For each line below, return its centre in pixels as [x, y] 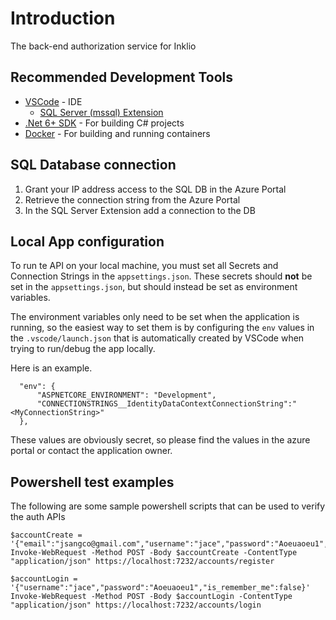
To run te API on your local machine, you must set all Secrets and [144, 266]
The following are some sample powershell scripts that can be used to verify [168, 506]
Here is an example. [51, 368]
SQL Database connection [93, 165]
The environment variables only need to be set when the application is [155, 317]
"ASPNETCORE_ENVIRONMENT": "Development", [126, 395]
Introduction [63, 18]
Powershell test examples [92, 482]
